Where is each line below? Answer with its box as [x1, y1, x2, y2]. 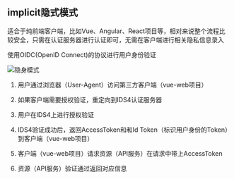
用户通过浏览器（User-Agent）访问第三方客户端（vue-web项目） [17, 80, 208, 89]
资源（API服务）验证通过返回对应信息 [17, 164, 127, 173]
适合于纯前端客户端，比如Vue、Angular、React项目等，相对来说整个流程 [7, 27, 219, 35]
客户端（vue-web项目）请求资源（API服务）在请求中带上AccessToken [17, 149, 223, 157]
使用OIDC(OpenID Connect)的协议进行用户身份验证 [7, 50, 157, 58]
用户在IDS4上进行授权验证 [17, 110, 94, 118]
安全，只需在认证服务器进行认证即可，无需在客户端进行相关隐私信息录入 [13, 35, 224, 44]
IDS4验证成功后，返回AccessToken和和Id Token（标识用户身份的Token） [17, 125, 228, 134]
